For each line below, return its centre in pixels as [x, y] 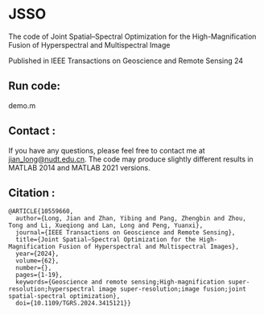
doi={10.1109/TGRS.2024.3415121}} [73, 304]
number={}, [34, 268]
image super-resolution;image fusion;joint [172, 289]
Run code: [34, 86]
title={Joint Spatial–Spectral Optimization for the [106, 240]
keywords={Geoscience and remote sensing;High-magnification [120, 282]
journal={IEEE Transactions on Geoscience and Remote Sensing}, [126, 233]
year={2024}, [37, 254]
